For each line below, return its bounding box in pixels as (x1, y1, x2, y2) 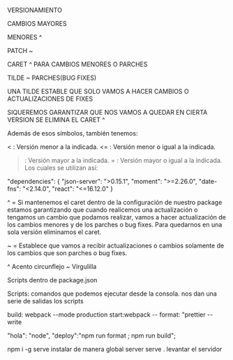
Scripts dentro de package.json (7, 276, 98, 284)
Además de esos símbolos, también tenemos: (7, 129, 138, 137)
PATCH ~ (7, 47, 33, 55)
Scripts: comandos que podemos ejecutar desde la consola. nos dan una (7, 289, 218, 298)
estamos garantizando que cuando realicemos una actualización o (7, 206, 198, 214)
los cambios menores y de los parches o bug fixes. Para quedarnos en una (7, 220, 223, 229)
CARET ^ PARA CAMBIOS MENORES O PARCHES (7, 60, 148, 69)
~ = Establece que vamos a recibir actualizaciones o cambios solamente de (7, 241, 225, 250)
